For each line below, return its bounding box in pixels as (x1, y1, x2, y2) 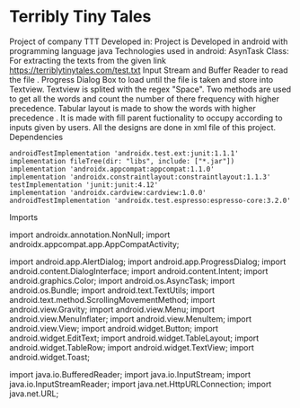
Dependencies (9, 131, 64, 142)
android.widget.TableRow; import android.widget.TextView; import (9, 341, 254, 352)
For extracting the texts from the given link (9, 55, 166, 66)
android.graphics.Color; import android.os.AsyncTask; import (9, 275, 235, 286)
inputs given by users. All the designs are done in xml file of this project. (9, 121, 277, 132)
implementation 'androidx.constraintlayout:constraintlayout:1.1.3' (9, 173, 271, 182)
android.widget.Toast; (9, 351, 90, 362)
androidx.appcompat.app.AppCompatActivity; (9, 238, 180, 249)
